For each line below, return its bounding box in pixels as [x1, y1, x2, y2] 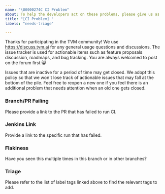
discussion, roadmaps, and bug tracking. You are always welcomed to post [5, 55, 158, 61]
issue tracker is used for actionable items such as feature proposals [5, 49, 143, 55]
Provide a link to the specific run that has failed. [5, 132, 102, 138]
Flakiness [5, 144, 29, 151]
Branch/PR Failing [5, 97, 49, 104]
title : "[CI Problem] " [5, 16, 54, 21]
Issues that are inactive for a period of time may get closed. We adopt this [5, 70, 155, 76]
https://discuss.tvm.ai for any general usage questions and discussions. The [5, 44, 160, 50]
